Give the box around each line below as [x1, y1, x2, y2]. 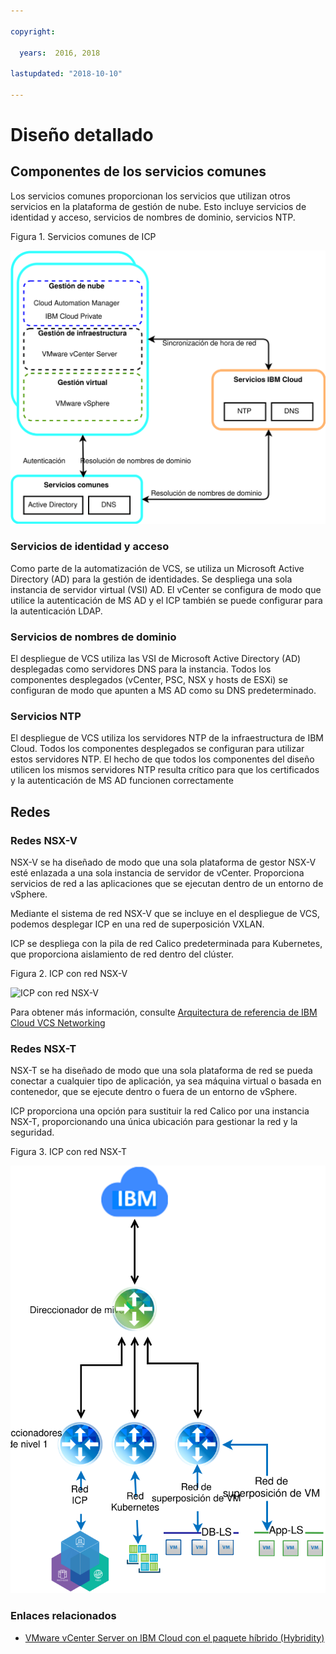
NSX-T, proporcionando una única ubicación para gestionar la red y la [10, 1116, 298, 1128]
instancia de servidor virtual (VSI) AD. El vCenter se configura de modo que [10, 583, 322, 595]
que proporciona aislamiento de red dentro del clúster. [10, 948, 235, 960]
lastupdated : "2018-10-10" [10, 69, 123, 79]
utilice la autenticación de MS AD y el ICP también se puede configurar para [10, 594, 323, 606]
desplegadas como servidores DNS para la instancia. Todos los [10, 663, 272, 675]
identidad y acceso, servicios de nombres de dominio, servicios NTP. [10, 211, 296, 223]
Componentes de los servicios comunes [10, 163, 267, 180]
